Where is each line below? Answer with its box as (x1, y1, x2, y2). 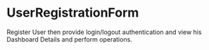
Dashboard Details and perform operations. (6, 35, 133, 43)
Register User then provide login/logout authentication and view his (6, 28, 202, 36)
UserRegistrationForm (6, 5, 139, 21)
